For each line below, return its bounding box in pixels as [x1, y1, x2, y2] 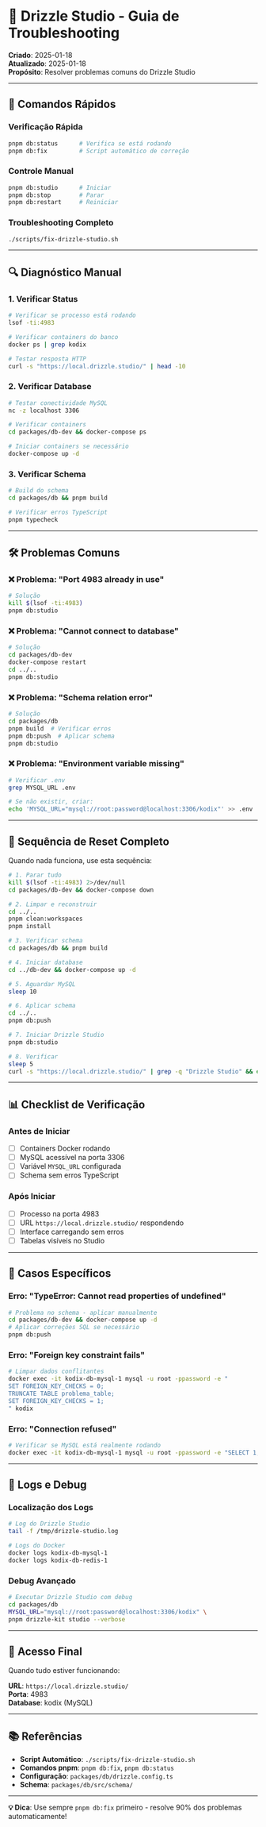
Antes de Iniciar [8, 1125, 70, 1136]
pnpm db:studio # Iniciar [8, 183, 112, 191]
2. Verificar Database [8, 381, 92, 392]
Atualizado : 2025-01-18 [8, 59, 87, 68]
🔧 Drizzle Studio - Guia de [8, 7, 180, 25]
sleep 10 [8, 988, 37, 996]
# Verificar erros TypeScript [8, 508, 108, 516]
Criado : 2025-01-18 [8, 50, 73, 60]
